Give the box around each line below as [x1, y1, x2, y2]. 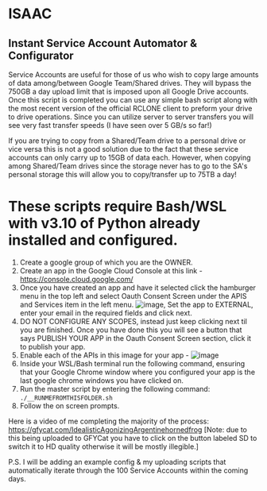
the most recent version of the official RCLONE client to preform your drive [8, 104, 253, 113]
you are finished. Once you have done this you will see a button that [19, 325, 242, 334]
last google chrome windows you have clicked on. [19, 375, 184, 385]
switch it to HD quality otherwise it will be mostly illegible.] [8, 442, 199, 451]
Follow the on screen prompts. [19, 400, 120, 410]
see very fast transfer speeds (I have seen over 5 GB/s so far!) [8, 121, 212, 130]
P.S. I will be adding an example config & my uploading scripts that [8, 457, 226, 466]
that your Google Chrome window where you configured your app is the [19, 367, 256, 377]
